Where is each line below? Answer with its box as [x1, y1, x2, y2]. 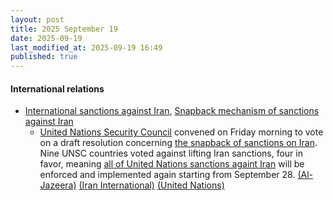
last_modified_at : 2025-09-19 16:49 [10, 42, 163, 53]
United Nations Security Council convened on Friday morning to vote [39, 126, 324, 138]
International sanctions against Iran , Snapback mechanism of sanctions [24, 105, 320, 117]
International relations [10, 82, 105, 95]
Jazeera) [39, 179, 77, 191]
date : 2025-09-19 [10, 33, 83, 43]
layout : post [10, 14, 65, 25]
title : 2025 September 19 [10, 24, 118, 34]
